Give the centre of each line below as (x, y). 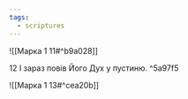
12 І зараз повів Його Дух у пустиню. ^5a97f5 (94, 68)
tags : (19, 17)
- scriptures (41, 26)
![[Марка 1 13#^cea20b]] (54, 85)
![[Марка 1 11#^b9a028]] (54, 50)
